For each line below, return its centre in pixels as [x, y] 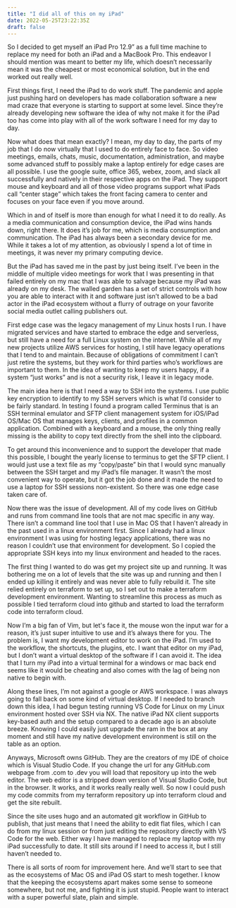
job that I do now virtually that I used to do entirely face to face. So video [113, 149]
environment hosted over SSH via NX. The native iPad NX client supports [113, 714]
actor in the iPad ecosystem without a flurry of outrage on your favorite [111, 304]
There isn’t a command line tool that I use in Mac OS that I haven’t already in [118, 523]
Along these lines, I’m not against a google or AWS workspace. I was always [118, 692]
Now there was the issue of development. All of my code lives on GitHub [112, 508]
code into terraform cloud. [45, 612]
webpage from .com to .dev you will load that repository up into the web [112, 773]
